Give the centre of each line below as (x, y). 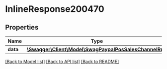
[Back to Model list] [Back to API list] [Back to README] (62, 62)
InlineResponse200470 (55, 9)
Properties (22, 27)
